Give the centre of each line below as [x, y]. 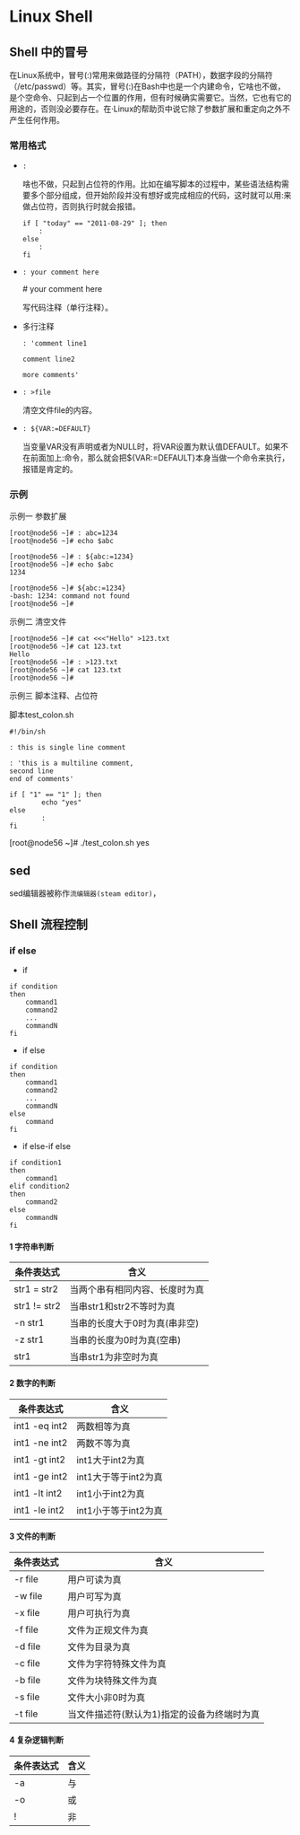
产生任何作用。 [37, 120]
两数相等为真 [103, 1427]
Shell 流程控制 [48, 924]
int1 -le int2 [39, 1510]
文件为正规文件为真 [108, 1629]
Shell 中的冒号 [48, 52]
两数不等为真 [103, 1443]
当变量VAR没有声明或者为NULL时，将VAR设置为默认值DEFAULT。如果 [151, 447]
